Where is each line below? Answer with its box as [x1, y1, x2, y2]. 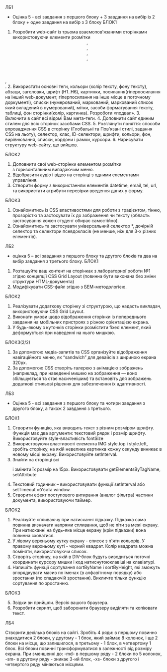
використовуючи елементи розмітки [12, 34, 91, 40]
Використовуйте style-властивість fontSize [12, 435, 103, 441]
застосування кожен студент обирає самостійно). [12, 218, 119, 224]
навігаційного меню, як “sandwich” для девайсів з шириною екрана [12, 354, 157, 360]
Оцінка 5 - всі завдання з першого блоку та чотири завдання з [12, 400, 145, 406]
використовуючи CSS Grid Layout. [12, 309, 85, 314]
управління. [12, 177, 38, 183]
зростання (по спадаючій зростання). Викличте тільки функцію [12, 575, 147, 581]
